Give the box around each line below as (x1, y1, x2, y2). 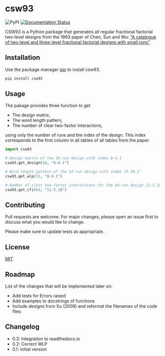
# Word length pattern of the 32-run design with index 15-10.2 (5, 169, 139, 175)
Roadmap (5, 270, 35, 278)
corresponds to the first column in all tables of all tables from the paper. (5, 137, 150, 143)
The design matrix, (12, 112, 51, 118)
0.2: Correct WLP (12, 341, 48, 347)
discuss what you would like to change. (5, 219, 85, 225)
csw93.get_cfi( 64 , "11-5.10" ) (5, 187, 67, 192)
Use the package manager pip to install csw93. (5, 66, 101, 72)
